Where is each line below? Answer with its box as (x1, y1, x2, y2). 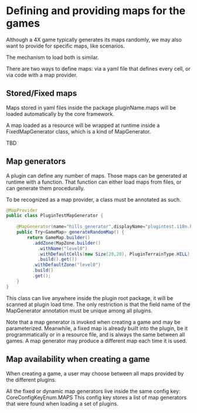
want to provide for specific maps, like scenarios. (6, 42, 125, 49)
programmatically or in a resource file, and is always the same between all (6, 331, 185, 338)
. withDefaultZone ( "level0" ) (32, 262, 101, 268)
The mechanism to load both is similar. (6, 54, 99, 61)
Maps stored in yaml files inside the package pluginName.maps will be (6, 104, 176, 111)
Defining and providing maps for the (6, 4, 186, 18)
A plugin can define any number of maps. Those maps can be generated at (6, 172, 188, 179)
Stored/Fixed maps (6, 88, 77, 98)
